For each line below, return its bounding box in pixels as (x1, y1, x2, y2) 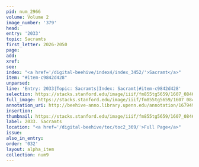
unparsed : (6, 81, 31, 86)
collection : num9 (6, 152, 49, 158)
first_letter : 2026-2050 (6, 42, 68, 48)
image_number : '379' (6, 20, 57, 25)
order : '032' (6, 140, 38, 147)
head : (6, 25, 20, 31)
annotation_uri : (6, 102, 46, 108)
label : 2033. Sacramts (6, 119, 62, 125)
